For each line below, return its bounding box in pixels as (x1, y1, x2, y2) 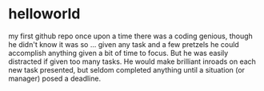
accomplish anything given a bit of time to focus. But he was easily (8, 48, 229, 57)
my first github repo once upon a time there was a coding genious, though (8, 31, 254, 41)
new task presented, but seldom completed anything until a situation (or (8, 65, 246, 74)
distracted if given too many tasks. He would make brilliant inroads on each (8, 57, 256, 66)
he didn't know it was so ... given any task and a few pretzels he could (8, 39, 240, 49)
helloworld (8, 5, 81, 23)
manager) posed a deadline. (8, 73, 102, 83)
